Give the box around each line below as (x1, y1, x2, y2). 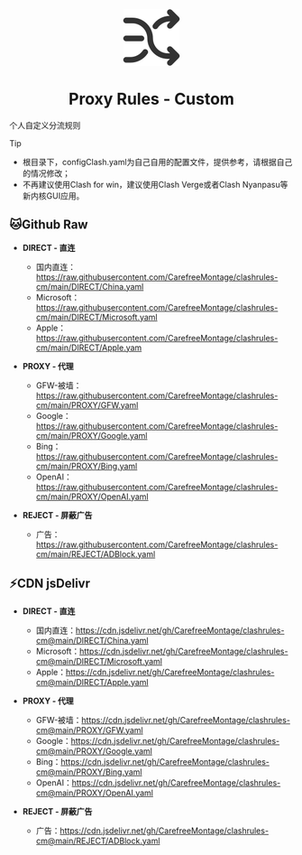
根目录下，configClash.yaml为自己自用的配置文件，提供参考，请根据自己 (22, 156, 293, 167)
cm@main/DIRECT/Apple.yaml (35, 676, 149, 687)
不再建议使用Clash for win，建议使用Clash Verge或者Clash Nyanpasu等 (22, 179, 288, 190)
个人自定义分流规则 (9, 119, 81, 130)
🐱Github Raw (9, 217, 88, 233)
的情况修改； (22, 167, 70, 179)
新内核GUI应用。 (22, 190, 85, 201)
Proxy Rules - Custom (69, 89, 234, 109)
